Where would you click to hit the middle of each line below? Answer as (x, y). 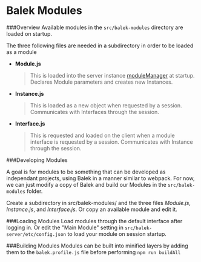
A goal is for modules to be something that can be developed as (86, 172)
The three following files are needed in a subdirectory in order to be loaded (100, 45)
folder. (35, 191)
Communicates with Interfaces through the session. (94, 112)
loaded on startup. (29, 33)
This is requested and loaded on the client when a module (102, 135)
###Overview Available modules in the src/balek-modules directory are (95, 27)
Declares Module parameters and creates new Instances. (101, 82)
